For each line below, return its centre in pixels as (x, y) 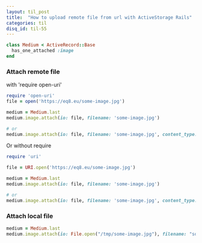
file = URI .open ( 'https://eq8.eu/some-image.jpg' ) (71, 168)
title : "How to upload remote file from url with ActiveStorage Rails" (99, 17)
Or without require (29, 146)
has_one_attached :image (43, 51)
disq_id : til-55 (26, 29)
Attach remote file (33, 72)
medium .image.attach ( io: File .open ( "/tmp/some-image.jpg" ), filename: (96, 234)
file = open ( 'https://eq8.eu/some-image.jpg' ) (66, 102)
